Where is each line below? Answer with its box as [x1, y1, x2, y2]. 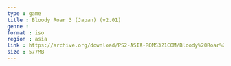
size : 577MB [7, 49, 45, 56]
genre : [7, 23, 30, 30]
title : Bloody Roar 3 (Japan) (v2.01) [7, 16, 122, 23]
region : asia [7, 36, 48, 43]
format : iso [7, 29, 45, 36]
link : [7, 42, 26, 49]
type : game [7, 10, 41, 17]
